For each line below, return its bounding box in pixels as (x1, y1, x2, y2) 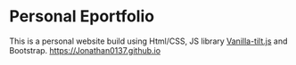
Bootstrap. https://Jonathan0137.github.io (9, 45, 161, 55)
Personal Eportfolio (9, 6, 154, 27)
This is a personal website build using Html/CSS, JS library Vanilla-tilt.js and (9, 36, 288, 46)
